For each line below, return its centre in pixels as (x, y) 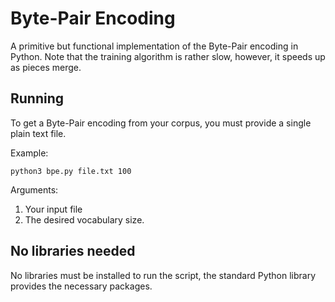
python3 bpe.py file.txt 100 (71, 171)
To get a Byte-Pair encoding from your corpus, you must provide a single (161, 123)
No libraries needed (73, 251)
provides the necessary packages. (81, 286)
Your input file (53, 209)
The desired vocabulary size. (84, 219)
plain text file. (38, 133)
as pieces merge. (46, 67)
